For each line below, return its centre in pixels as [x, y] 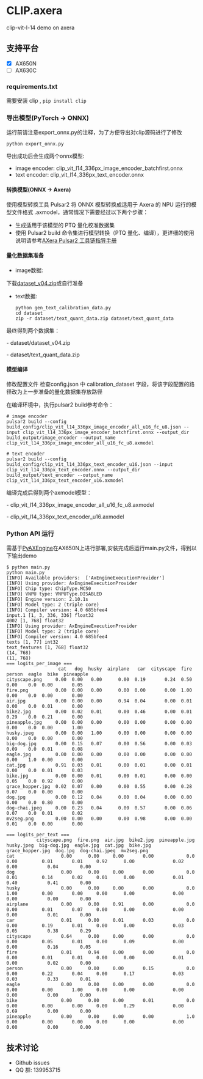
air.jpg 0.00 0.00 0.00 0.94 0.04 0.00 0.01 [99, 701]
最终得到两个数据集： [33, 330]
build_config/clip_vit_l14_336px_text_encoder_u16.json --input [90, 465]
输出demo [24, 556]
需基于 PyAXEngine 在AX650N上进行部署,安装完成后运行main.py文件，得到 [99, 548]
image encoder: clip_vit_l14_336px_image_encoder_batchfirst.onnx [99, 168]
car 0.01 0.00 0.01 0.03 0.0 [101, 921]
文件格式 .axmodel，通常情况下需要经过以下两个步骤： [80, 212]
